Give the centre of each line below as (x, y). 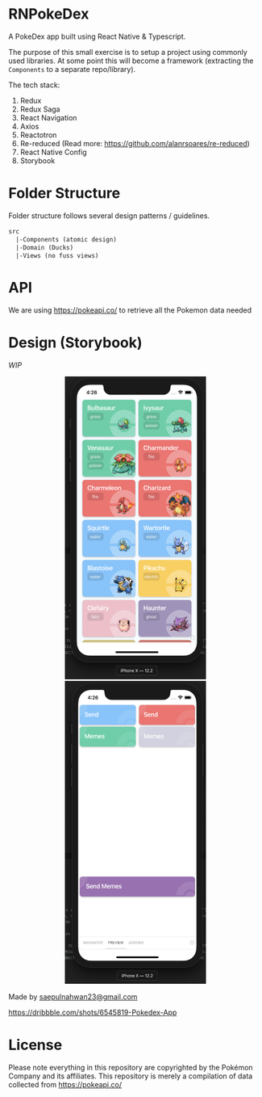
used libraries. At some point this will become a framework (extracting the (131, 61)
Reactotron (38, 135)
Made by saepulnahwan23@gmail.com (73, 996)
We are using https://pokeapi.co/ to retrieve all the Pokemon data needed (130, 310)
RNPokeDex (49, 14)
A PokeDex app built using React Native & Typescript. (97, 36)
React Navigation (48, 117)
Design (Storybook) (75, 343)
